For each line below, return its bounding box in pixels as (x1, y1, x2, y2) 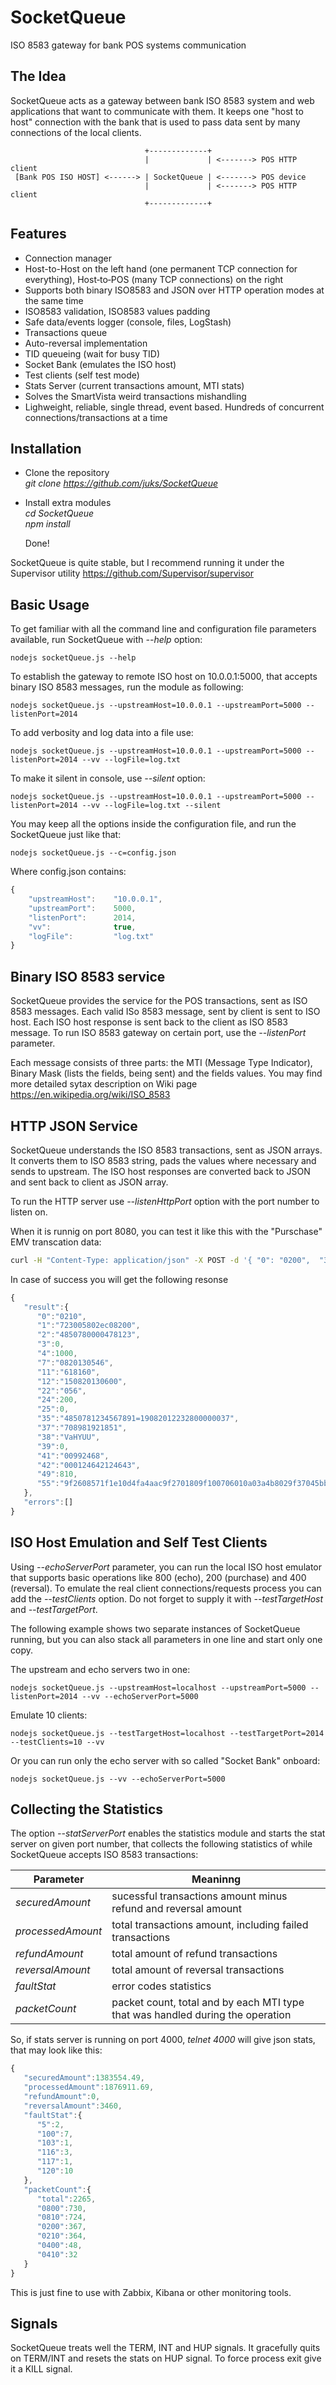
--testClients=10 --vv (10, 1737, 105, 1747)
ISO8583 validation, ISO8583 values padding (24, 305, 211, 317)
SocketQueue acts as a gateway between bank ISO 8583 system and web (10, 94, 315, 106)
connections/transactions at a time (24, 411, 168, 423)
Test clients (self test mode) (24, 369, 140, 381)
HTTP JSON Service (10, 1117, 138, 1135)
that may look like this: (10, 2044, 103, 2056)
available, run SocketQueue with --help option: (10, 634, 203, 646)
